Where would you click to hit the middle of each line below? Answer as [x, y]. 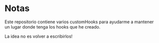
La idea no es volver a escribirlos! [39, 36]
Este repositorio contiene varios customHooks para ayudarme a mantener [79, 22]
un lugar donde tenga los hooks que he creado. [53, 27]
